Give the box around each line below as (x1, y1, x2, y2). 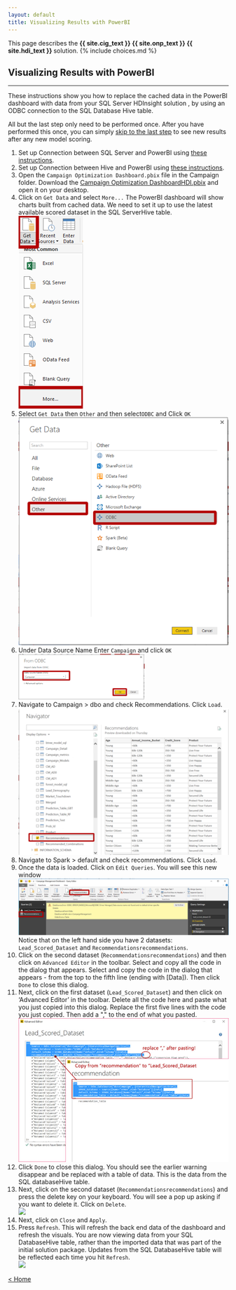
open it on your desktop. (18, 186, 90, 194)
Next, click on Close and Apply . (18, 1216, 107, 1224)
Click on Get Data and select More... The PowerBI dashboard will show (18, 193, 224, 202)
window (18, 870, 41, 879)
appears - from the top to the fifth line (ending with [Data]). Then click (18, 973, 220, 981)
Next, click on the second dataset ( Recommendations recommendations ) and (18, 1185, 228, 1194)
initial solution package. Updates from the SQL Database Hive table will (18, 1246, 222, 1254)
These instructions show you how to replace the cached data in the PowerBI (8, 92, 228, 100)
